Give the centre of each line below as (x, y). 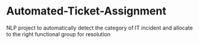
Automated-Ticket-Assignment (87, 11)
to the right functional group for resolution (58, 34)
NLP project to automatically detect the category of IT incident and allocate (99, 28)
